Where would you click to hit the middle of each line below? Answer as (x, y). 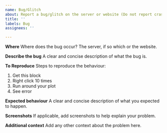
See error (22, 91)
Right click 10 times (32, 81)
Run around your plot (34, 86)
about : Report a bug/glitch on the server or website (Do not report (79, 14)
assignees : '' (20, 28)
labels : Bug (17, 24)
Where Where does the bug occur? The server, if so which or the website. (81, 47)
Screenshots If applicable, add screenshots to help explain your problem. (81, 116)
